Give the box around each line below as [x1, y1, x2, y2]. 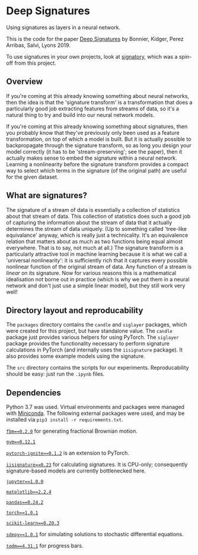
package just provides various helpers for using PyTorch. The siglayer [6, 334, 179, 341]
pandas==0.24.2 [6, 500, 44, 506]
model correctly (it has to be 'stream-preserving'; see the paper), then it [6, 148, 183, 155]
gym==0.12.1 [6, 439, 36, 445]
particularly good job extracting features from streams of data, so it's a [6, 105, 180, 112]
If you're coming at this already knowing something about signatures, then [6, 123, 188, 130]
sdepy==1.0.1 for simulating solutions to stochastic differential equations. [6, 531, 184, 538]
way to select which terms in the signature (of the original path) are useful [6, 167, 187, 174]
